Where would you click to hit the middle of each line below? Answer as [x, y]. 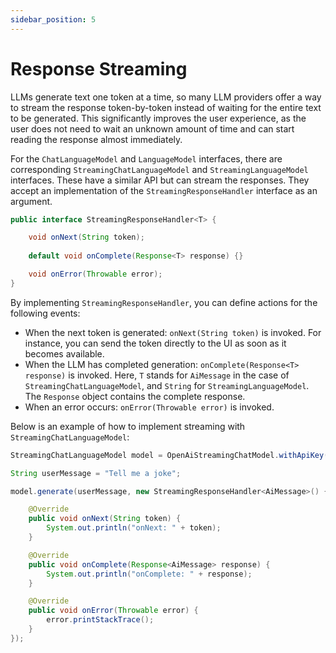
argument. [31, 201]
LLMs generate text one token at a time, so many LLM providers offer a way [166, 97]
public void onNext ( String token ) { [105, 519]
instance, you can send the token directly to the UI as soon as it [155, 343]
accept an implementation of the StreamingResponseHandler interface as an [164, 190]
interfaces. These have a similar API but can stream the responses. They [160, 180]
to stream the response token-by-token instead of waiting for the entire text [166, 107]
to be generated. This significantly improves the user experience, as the [158, 118]
